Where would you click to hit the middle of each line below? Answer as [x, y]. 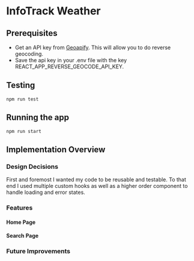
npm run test [23, 99]
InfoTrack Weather [53, 11]
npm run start [24, 131]
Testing [21, 85]
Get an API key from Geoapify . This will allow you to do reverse [93, 47]
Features [20, 208]
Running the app [38, 118]
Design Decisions [32, 166]
